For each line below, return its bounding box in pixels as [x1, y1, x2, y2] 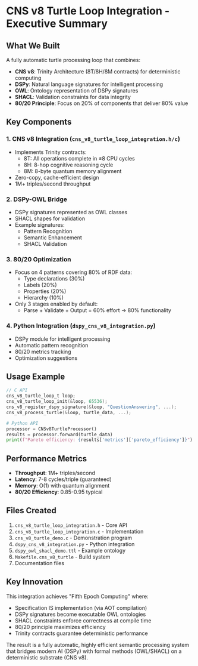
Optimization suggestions [14, 354, 78, 362]
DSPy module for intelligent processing [14, 335, 111, 343]
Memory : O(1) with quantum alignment [14, 482, 110, 489]
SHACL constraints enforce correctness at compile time [14, 616, 152, 624]
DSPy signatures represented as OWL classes [14, 208, 128, 215]
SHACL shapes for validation [14, 215, 85, 222]
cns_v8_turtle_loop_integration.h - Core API [14, 521, 128, 529]
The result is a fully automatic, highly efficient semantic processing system [6, 641, 190, 648]
